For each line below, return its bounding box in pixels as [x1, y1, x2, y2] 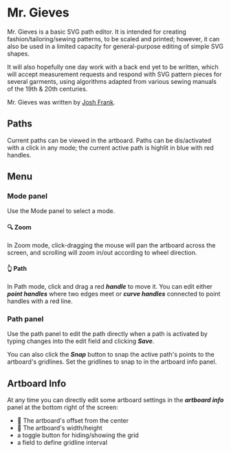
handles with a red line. [7, 297, 74, 305]
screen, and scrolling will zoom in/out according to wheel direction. [7, 248, 197, 256]
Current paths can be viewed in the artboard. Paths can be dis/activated [7, 136, 212, 144]
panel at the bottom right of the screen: [7, 403, 118, 411]
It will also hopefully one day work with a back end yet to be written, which [7, 63, 219, 71]
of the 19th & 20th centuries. [7, 85, 88, 93]
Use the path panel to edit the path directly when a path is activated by [7, 330, 208, 338]
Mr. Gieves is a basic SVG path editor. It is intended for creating [7, 27, 187, 36]
